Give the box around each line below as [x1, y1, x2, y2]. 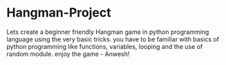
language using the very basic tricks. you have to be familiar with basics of [6, 35, 220, 43]
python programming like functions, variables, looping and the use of [6, 42, 203, 50]
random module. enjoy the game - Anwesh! [6, 50, 130, 58]
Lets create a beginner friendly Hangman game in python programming [6, 28, 209, 36]
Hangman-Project [6, 5, 111, 21]
